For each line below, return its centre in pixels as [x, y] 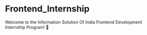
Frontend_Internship [47, 9]
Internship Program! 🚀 [27, 27]
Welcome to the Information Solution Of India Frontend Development [74, 22]
